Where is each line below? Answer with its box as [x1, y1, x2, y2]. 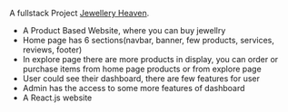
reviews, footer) [22, 44, 83, 55]
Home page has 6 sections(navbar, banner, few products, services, [22, 35, 275, 45]
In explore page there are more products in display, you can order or [22, 54, 279, 64]
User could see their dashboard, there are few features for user [22, 73, 261, 84]
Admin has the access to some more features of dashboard [22, 83, 245, 93]
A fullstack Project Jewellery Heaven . [9, 8, 150, 18]
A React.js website [22, 92, 93, 103]
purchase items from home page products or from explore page [22, 63, 262, 74]
